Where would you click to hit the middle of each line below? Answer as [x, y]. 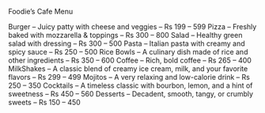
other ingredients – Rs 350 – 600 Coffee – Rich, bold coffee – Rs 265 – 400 [130, 60]
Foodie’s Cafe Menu [41, 11]
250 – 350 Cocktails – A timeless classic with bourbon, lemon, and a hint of [131, 85]
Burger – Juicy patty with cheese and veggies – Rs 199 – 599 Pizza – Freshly [132, 26]
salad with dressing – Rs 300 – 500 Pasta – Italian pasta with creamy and [127, 43]
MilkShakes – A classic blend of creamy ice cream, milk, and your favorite [128, 69]
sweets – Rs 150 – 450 [44, 102]
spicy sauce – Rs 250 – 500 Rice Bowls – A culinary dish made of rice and [128, 52]
